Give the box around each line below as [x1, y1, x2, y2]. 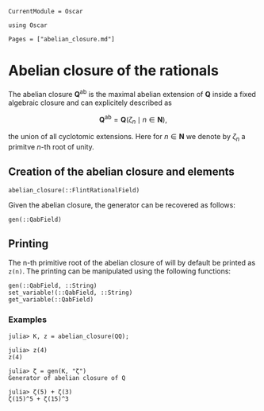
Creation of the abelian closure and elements [8, 165, 235, 179]
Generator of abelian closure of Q [8, 374, 126, 382]
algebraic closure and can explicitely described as [8, 98, 172, 107]
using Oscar [8, 21, 48, 29]
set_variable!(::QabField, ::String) [8, 289, 133, 297]
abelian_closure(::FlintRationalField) [8, 186, 140, 194]
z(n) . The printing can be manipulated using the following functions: [8, 266, 231, 276]
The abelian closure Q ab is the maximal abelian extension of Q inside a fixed [8, 87, 256, 99]
